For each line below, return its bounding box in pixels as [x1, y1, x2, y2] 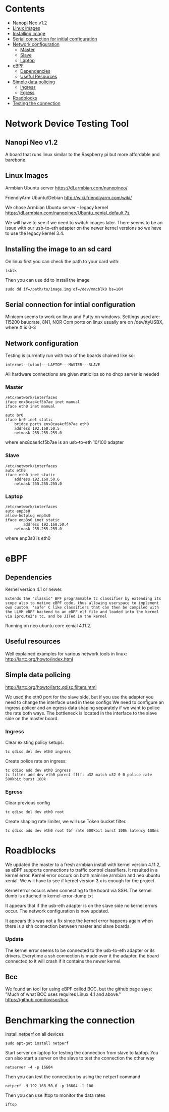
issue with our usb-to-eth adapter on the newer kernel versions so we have [5, 225, 162, 231]
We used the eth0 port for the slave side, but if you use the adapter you [5, 694, 154, 700]
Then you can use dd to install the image [5, 277, 90, 283]
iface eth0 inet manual [5, 404, 55, 409]
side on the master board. [5, 715, 59, 721]
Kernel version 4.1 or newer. [5, 586, 63, 592]
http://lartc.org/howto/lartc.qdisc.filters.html [5, 684, 97, 690]
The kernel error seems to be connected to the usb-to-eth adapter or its [5, 947, 155, 953]
